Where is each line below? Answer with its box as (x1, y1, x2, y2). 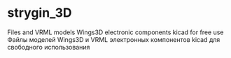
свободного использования (7, 43, 90, 51)
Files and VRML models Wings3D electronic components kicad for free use (7, 28, 224, 36)
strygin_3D (7, 5, 72, 21)
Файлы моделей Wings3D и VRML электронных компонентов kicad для (7, 35, 220, 43)
